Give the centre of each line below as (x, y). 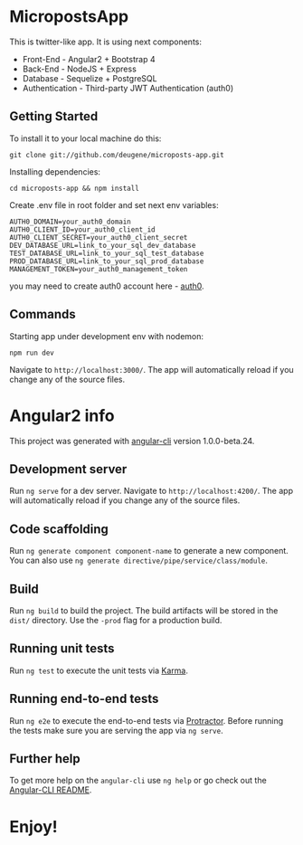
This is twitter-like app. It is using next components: (105, 42)
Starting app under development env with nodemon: (107, 336)
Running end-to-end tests (84, 699)
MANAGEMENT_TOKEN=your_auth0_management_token (99, 269)
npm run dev (32, 353)
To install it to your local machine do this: (85, 138)
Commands (43, 314)
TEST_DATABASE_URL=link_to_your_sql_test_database (107, 253)
